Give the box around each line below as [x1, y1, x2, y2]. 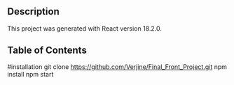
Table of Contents [7, 45, 88, 56]
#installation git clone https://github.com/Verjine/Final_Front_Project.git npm [7, 63, 228, 71]
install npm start [7, 70, 54, 79]
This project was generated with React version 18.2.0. [7, 24, 163, 33]
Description [7, 6, 60, 17]
